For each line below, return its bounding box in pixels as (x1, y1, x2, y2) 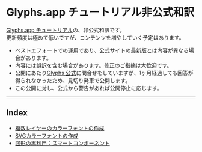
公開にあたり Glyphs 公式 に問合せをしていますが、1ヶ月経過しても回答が (14, 69, 194, 76)
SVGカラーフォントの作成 (14, 132, 79, 139)
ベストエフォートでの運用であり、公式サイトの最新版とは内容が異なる (14, 46, 189, 54)
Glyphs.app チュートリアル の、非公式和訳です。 (6, 26, 125, 34)
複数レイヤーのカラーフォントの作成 (14, 124, 105, 132)
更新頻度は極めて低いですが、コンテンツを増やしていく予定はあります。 (6, 34, 185, 41)
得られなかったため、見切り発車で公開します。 (14, 76, 131, 84)
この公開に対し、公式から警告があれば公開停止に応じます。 (14, 84, 162, 91)
